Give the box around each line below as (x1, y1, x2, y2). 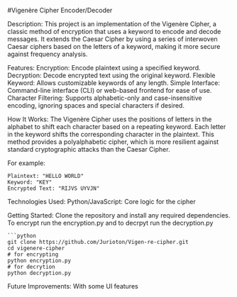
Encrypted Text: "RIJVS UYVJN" (7, 185, 100, 192)
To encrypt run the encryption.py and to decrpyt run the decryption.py (7, 219, 214, 227)
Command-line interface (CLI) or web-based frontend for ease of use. (7, 86, 212, 94)
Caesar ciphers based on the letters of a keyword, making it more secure (7, 43, 221, 50)
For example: (7, 159, 46, 167)
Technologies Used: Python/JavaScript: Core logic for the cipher (7, 198, 197, 206)
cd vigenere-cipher (7, 245, 65, 252)
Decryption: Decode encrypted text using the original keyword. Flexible (7, 71, 216, 79)
